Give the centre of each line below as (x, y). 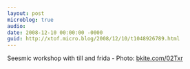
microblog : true (30, 20)
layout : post (26, 13)
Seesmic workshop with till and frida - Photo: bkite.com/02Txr (95, 58)
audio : (17, 26)
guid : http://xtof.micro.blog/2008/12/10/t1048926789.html (94, 39)
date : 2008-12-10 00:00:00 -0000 (55, 32)
